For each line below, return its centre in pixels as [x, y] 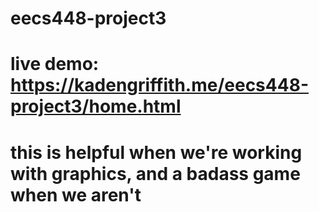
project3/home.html [96, 106]
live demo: [55, 64]
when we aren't [76, 194]
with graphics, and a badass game [155, 173]
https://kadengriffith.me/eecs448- [159, 85]
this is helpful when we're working [156, 152]
